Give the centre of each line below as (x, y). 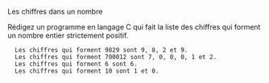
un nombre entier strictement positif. (68, 36)
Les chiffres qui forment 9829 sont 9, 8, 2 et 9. (101, 50)
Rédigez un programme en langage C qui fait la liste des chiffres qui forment (134, 27)
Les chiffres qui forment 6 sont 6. (76, 64)
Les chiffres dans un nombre (55, 12)
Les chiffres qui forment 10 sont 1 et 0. (87, 71)
